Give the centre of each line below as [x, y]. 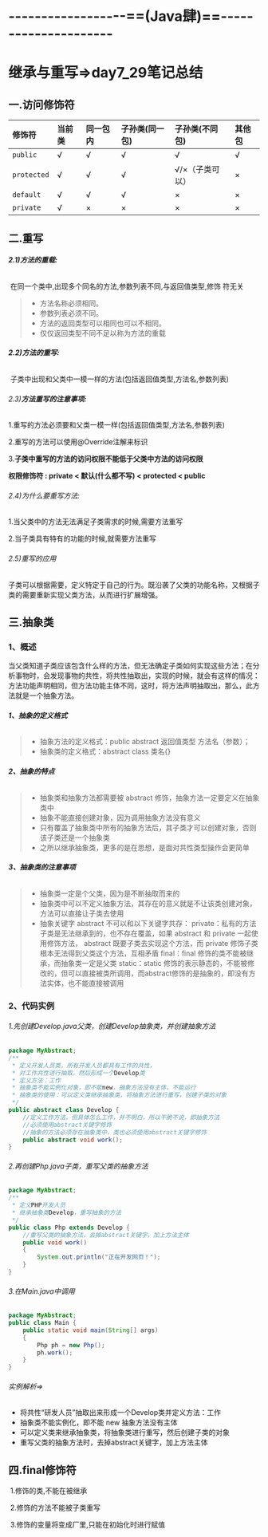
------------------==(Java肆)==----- [131, 16]
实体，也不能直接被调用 [85, 983]
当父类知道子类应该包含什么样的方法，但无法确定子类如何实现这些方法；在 [130, 666]
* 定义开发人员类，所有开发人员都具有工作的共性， [84, 1066]
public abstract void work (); [73, 1140]
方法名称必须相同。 [71, 303]
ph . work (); [55, 1353]
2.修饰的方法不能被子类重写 [55, 1507]
